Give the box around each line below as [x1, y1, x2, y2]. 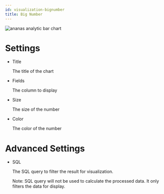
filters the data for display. [12, 183, 65, 190]
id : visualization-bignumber [5, 7, 65, 12]
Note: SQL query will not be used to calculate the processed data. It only [12, 178, 160, 184]
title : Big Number [5, 12, 43, 17]
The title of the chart [12, 68, 54, 74]
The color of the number [12, 126, 62, 131]
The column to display [12, 87, 57, 94]
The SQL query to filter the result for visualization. [12, 168, 113, 175]
